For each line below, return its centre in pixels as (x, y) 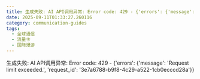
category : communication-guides (46, 23)
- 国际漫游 (23, 45)
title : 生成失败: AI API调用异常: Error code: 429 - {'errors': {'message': (101, 12)
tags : (13, 28)
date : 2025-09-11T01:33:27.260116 (49, 17)
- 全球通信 (23, 34)
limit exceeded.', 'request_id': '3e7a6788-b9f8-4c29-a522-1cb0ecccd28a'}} (100, 69)
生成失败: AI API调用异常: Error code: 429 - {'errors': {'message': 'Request (98, 63)
